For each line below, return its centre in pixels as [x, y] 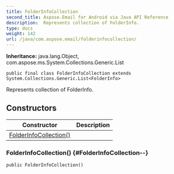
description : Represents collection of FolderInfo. [73, 23]
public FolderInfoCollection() [45, 165]
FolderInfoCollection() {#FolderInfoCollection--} [77, 153]
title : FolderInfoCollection [42, 12]
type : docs [20, 28]
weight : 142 [21, 34]
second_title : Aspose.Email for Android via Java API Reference [87, 17]
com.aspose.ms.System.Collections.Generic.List [65, 62]
